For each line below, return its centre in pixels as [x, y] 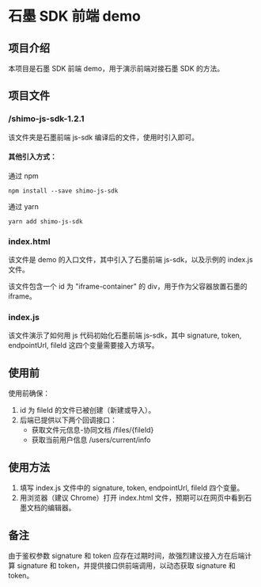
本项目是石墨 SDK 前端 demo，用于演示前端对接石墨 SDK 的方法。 [116, 69]
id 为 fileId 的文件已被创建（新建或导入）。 [87, 410]
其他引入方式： [32, 157]
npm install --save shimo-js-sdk [63, 191]
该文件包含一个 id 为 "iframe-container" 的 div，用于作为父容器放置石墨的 [128, 287]
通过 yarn [24, 206]
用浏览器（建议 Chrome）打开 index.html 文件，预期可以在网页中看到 [132, 498]
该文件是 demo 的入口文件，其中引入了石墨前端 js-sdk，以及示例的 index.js [130, 260]
